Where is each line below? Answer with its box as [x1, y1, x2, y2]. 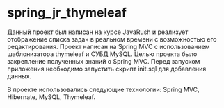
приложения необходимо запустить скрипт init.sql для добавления [7, 64, 207, 73]
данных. [7, 71, 31, 80]
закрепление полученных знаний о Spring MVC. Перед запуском [7, 57, 200, 65]
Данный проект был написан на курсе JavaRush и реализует [7, 28, 189, 36]
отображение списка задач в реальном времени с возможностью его [7, 35, 217, 43]
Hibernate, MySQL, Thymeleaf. [7, 92, 96, 101]
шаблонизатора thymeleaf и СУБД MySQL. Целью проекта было [7, 50, 198, 58]
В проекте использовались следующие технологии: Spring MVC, [7, 85, 200, 93]
